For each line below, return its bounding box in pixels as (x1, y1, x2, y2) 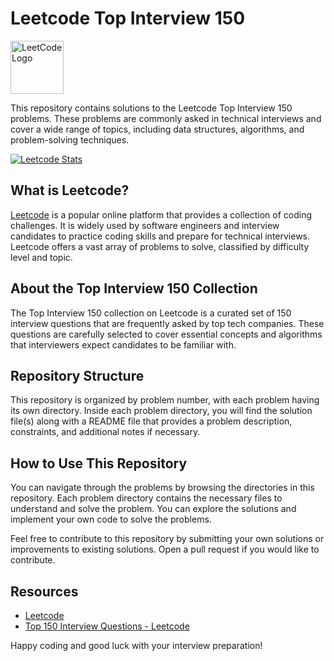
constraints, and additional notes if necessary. (10, 426, 201, 438)
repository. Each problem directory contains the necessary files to (10, 492, 283, 504)
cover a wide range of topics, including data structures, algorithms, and (10, 123, 305, 135)
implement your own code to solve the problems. (10, 513, 212, 526)
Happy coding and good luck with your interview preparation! (10, 640, 263, 651)
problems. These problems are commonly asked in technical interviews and (10, 112, 322, 124)
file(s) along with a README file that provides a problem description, (10, 415, 293, 427)
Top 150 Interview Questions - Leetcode (24, 620, 190, 632)
